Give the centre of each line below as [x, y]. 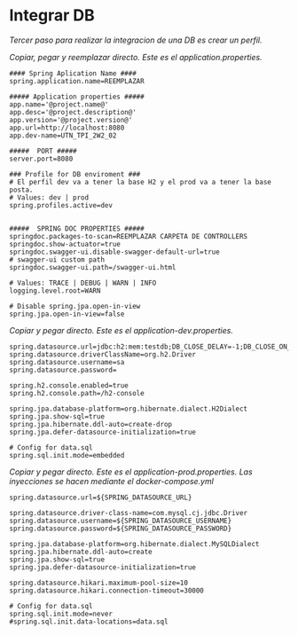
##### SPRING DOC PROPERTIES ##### [77, 228]
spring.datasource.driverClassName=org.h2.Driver [103, 354]
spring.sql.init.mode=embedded [67, 455]
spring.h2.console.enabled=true [69, 385]
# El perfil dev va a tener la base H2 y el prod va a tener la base [141, 182]
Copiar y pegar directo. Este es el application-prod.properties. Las [131, 472]
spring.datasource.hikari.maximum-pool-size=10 [99, 583]
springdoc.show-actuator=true [65, 244]
